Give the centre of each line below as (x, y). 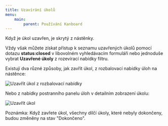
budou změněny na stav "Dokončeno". (46, 118)
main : (20, 19)
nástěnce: (16, 74)
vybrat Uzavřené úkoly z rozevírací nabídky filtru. (57, 59)
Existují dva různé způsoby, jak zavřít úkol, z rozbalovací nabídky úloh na (81, 69)
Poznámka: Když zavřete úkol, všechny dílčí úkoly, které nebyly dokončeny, (84, 113)
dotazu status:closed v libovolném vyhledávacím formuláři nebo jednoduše (84, 53)
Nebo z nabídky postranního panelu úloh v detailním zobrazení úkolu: (77, 93)
